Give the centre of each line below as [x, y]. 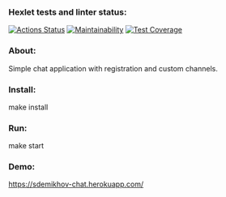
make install [28, 107]
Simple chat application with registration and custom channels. [113, 68]
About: [22, 51]
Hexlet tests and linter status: [68, 12]
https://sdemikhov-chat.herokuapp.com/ [76, 184]
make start [26, 146]
